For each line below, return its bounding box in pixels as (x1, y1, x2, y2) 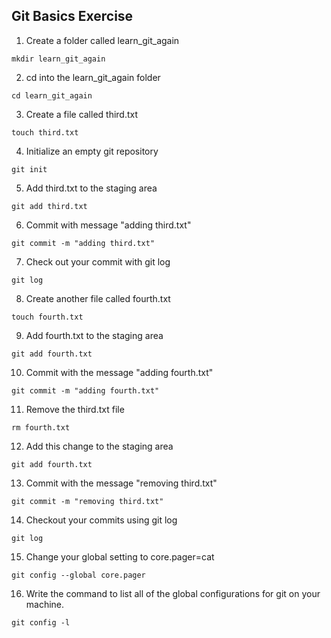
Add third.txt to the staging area (25, 182, 158, 194)
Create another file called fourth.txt (25, 292, 171, 304)
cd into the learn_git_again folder (25, 71, 161, 83)
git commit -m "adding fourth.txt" (11, 385, 160, 396)
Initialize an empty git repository (25, 145, 159, 157)
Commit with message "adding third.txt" (25, 219, 192, 231)
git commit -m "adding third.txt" (11, 238, 156, 248)
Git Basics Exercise (11, 8, 134, 25)
